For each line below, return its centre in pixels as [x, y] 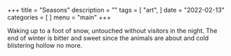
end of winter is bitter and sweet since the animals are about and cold [108, 38]
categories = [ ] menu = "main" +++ [59, 17]
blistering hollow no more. [45, 45]
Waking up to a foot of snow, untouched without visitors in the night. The [112, 31]
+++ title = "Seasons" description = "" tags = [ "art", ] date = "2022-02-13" [116, 10]
